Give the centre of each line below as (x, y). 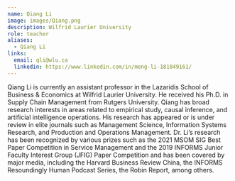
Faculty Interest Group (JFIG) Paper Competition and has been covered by (116, 155)
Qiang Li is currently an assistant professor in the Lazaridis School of (108, 87)
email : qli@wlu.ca (41, 60)
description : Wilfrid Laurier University (70, 27)
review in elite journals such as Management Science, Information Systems (117, 124)
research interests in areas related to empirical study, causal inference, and (117, 109)
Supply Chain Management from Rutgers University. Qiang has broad (108, 102)
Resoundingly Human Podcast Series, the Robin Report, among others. (111, 170)
